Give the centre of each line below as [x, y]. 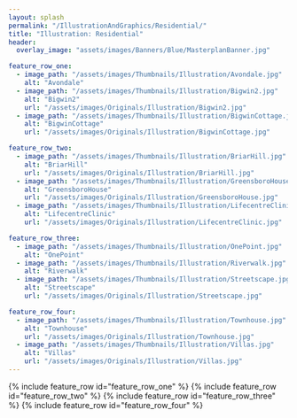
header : [23, 42]
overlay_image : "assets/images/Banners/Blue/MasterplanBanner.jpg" [144, 50]
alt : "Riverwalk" [56, 271]
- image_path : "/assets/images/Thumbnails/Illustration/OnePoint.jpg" [149, 246]
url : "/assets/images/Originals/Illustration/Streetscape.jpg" [144, 296]
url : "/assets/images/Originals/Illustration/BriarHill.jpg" [139, 173]
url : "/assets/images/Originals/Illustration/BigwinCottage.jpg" [148, 132]
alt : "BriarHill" [56, 165]
